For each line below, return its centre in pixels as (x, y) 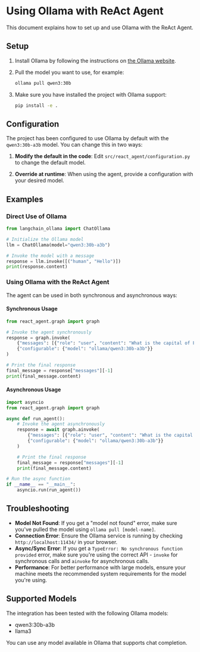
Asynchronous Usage (34, 390)
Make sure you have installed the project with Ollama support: (90, 94)
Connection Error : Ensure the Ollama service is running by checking (99, 536)
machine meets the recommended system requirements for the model (100, 573)
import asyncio (25, 402)
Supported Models (41, 599)
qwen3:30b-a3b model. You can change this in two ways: (74, 145)
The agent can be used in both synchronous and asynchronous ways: (92, 295)
